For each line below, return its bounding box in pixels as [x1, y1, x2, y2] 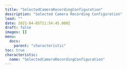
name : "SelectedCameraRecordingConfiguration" [9, 57, 105, 62]
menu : [5, 34, 16, 39]
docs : [9, 39, 21, 44]
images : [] [5, 30, 27, 34]
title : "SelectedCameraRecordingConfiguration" [5, 7, 103, 12]
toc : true [5, 48, 25, 52]
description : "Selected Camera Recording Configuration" [5, 12, 123, 17]
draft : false [5, 25, 32, 30]
